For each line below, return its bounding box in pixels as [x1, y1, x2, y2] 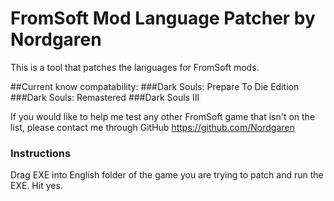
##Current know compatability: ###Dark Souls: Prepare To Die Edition [10, 80, 300, 92]
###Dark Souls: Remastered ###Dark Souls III [10, 91, 200, 103]
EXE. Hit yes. [10, 180, 63, 192]
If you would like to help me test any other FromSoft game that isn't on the [10, 110, 316, 122]
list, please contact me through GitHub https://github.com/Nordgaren [10, 121, 295, 133]
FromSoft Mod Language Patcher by [10, 7, 316, 30]
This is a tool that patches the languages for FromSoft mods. [10, 61, 260, 73]
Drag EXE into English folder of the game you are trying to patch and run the [10, 169, 324, 181]
